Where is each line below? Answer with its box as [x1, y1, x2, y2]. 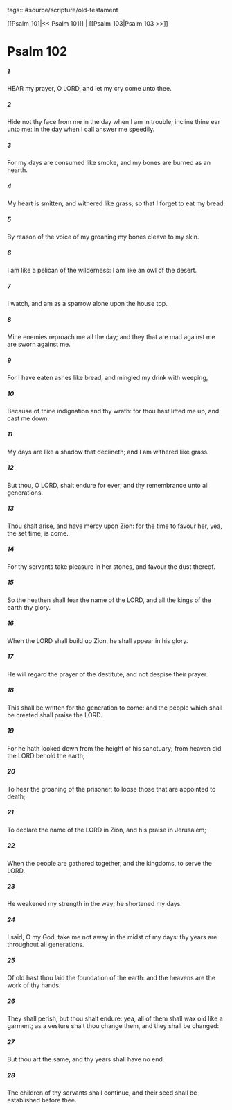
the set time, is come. [7, 529, 69, 537]
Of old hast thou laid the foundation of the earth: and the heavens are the [7, 974, 216, 982]
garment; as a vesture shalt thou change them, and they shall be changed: [7, 1022, 220, 1030]
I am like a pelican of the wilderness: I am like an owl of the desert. [7, 266, 197, 274]
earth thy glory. [7, 603, 51, 611]
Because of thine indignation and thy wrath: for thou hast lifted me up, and [7, 407, 220, 415]
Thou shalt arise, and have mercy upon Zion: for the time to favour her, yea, [7, 522, 223, 530]
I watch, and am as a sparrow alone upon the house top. [7, 299, 168, 307]
